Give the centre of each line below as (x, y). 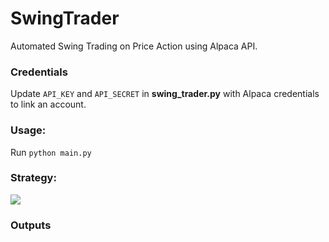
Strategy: (33, 178)
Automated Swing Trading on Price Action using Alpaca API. (134, 46)
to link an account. (48, 104)
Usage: (28, 130)
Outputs (31, 225)
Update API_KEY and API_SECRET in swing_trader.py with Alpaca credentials (165, 94)
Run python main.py (51, 152)
